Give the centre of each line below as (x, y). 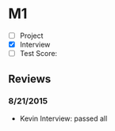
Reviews (30, 79)
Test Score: (38, 54)
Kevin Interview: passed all (63, 118)
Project (31, 36)
